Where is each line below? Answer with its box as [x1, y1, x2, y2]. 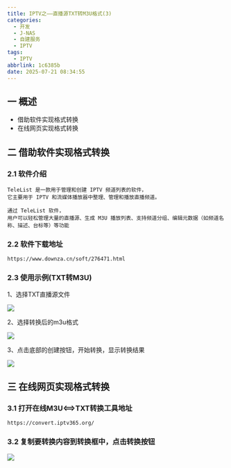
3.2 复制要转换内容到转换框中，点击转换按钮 [7, 437, 155, 446]
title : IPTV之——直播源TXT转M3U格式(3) [7, 10, 112, 17]
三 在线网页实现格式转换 [7, 381, 110, 392]
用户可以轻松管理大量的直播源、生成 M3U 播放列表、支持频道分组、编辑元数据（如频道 [7, 215, 219, 222]
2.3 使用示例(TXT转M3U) [7, 273, 92, 283]
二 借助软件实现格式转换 [7, 147, 110, 158]
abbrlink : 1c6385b [7, 62, 60, 69]
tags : [7, 49, 23, 56]
